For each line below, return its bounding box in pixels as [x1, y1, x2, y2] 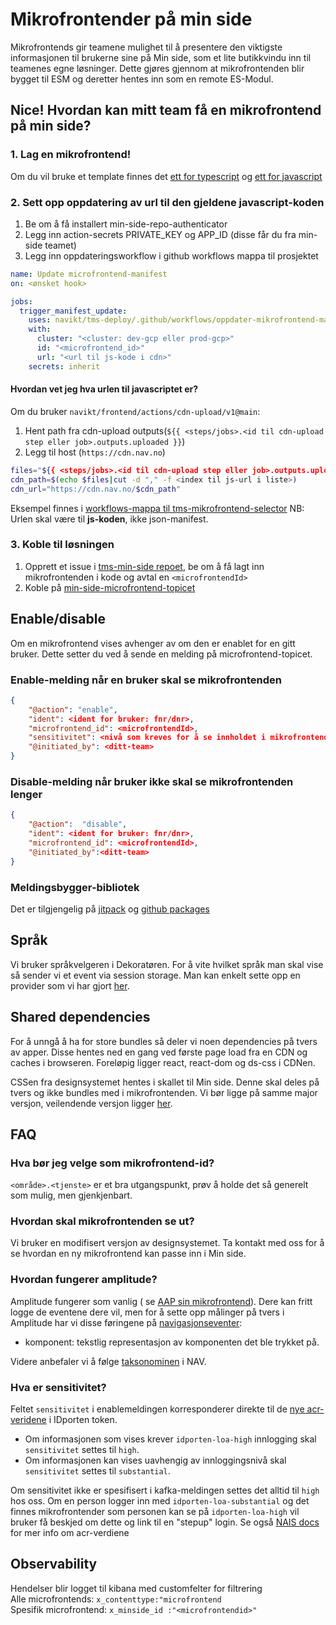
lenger [10, 787, 43, 801]
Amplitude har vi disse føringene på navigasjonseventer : [10, 1316, 243, 1328]
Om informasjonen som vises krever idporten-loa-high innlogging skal [24, 1433, 317, 1445]
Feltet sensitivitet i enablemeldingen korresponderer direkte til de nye [10, 1403, 305, 1415]
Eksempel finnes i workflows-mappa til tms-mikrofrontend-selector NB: [10, 502, 305, 514]
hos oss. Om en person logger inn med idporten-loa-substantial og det [10, 1495, 310, 1507]
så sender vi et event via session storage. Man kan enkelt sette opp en [10, 969, 301, 981]
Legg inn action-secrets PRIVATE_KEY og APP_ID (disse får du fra [24, 228, 297, 240]
